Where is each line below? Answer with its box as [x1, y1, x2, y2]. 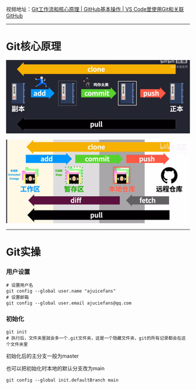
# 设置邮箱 [6, 294, 29, 300]
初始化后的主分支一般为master [6, 353, 79, 360]
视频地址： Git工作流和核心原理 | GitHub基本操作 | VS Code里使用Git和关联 [6, 6, 184, 12]
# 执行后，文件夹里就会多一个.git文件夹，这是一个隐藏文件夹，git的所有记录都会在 [6, 335, 182, 341]
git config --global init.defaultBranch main [6, 377, 118, 383]
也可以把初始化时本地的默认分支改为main [6, 365, 105, 372]
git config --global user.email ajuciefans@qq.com [6, 300, 132, 306]
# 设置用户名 [6, 283, 33, 289]
